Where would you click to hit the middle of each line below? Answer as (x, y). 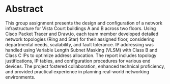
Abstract (24, 9)
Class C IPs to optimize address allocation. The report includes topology (81, 55)
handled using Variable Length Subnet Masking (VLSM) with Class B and (81, 50)
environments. (20, 77)
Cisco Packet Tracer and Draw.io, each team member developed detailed (82, 34)
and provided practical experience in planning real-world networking (77, 71)
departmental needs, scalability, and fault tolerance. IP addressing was (80, 44)
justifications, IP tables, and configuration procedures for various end (78, 61)
